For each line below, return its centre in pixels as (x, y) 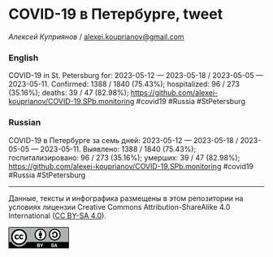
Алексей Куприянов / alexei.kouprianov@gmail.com (96, 37)
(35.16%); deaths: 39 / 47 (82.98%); (69, 93)
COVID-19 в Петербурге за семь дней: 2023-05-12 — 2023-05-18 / (123, 140)
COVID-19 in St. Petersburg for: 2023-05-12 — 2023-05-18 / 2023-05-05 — (136, 76)
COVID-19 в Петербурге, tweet (116, 14)
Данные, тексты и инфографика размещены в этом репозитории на (126, 198)
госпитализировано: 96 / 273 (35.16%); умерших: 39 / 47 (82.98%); (124, 157)
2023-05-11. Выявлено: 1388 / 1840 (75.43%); (118, 149)
